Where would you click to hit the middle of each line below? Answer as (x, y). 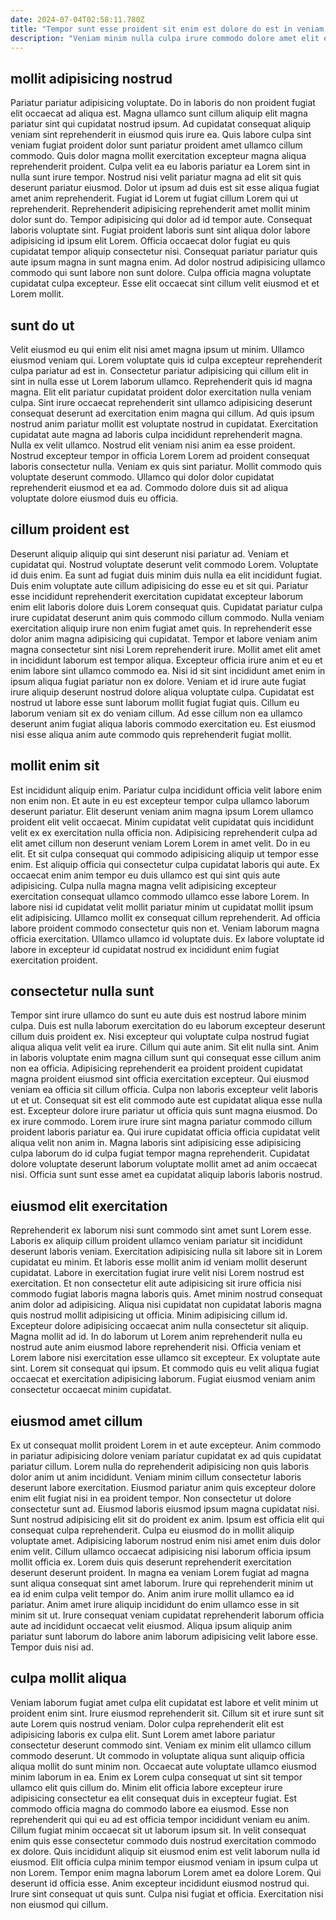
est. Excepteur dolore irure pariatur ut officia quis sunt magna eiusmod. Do (164, 1111)
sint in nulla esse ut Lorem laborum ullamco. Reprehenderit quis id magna (161, 381)
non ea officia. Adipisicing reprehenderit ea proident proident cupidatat (156, 1068)
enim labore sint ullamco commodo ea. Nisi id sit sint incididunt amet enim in (168, 670)
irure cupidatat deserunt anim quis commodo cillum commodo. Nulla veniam (167, 617)
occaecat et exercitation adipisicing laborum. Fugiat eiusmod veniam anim (163, 1379)
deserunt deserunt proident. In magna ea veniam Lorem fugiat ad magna (160, 1573)
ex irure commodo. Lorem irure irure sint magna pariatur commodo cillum (161, 1122)
